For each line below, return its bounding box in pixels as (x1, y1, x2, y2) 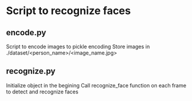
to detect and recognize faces (6, 88, 79, 95)
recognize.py (6, 66, 56, 76)
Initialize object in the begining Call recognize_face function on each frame (6, 82, 187, 89)
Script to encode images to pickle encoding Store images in (6, 43, 150, 50)
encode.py (6, 28, 47, 38)
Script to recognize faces (6, 4, 131, 18)
